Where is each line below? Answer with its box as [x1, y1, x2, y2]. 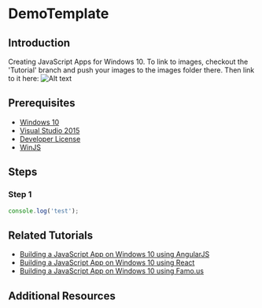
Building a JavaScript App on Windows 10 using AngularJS [19, 250, 210, 259]
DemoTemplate [8, 5, 109, 23]
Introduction [8, 36, 71, 50]
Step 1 [8, 189, 32, 200]
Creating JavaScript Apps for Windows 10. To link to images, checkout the [8, 57, 249, 66]
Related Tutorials [8, 228, 94, 242]
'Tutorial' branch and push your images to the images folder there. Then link [8, 65, 255, 75]
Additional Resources [8, 289, 116, 302]
